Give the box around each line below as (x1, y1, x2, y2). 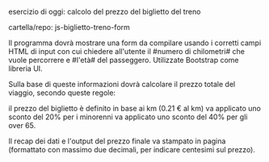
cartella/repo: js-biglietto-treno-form (8, 23, 131, 31)
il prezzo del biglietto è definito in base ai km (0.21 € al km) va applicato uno (8, 104, 261, 113)
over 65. (8, 121, 36, 130)
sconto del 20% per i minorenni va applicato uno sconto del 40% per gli (8, 112, 248, 122)
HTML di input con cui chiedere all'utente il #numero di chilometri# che (8, 47, 245, 56)
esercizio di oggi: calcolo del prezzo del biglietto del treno (8, 7, 201, 16)
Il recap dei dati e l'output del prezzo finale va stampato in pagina (8, 136, 226, 146)
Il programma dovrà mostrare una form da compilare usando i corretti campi (8, 38, 262, 48)
